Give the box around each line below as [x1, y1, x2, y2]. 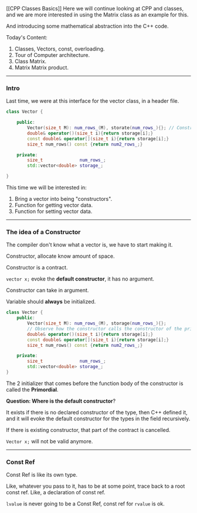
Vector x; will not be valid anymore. [6, 437, 93, 445]
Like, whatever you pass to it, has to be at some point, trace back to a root [6, 482, 185, 490]
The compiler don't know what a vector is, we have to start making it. [6, 241, 173, 248]
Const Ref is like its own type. [6, 471, 78, 478]
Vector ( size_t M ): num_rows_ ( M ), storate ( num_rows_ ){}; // [27, 125, 175, 131]
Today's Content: [6, 34, 48, 41]
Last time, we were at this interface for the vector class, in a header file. [6, 97, 179, 104]
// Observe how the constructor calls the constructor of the [27, 326, 182, 332]
